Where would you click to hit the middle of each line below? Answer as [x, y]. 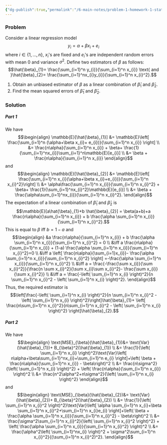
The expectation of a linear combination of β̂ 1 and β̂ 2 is [61, 203]
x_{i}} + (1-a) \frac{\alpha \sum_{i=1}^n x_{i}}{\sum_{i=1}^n [98, 248]
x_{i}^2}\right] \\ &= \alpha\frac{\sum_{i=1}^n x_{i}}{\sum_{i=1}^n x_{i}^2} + [83, 184]
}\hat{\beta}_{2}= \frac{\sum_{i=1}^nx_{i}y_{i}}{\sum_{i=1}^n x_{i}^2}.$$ [83, 75]
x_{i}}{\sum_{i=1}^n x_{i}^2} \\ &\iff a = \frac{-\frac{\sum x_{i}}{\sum [83, 264]
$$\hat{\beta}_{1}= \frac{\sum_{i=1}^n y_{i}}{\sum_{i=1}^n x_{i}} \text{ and [83, 69]
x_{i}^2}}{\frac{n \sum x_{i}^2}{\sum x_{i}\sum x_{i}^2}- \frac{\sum [78, 269]
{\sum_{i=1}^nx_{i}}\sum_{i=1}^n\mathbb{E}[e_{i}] [70, 153]
